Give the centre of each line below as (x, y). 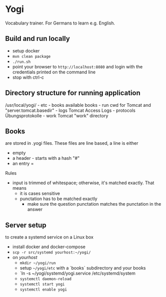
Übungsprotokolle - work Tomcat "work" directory (57, 115)
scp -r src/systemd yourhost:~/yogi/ (52, 253)
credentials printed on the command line (54, 72)
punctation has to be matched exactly (59, 199)
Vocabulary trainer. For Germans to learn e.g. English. (60, 23)
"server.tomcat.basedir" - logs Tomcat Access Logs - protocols (70, 110)
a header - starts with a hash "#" (46, 158)
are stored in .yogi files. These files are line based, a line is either (72, 143)
